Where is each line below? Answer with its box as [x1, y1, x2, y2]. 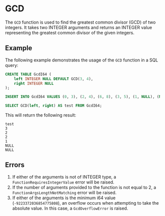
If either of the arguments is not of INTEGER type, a [12, 174, 116, 180]
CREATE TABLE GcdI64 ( [5, 72, 52, 77]
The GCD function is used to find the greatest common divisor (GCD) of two [5, 19, 156, 25]
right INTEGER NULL [14, 81, 54, 86]
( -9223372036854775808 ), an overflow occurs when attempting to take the [12, 200, 159, 206]
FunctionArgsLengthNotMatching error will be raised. [12, 189, 117, 195]
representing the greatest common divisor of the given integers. [5, 30, 135, 35]
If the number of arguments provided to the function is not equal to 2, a [12, 184, 156, 190]
